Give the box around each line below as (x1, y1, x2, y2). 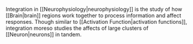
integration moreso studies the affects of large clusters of (5, 24, 149, 32)
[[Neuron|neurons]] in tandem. (5, 31, 82, 38)
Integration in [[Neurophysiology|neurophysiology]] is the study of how (5, 6, 182, 12)
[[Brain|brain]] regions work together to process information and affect (5, 12, 182, 19)
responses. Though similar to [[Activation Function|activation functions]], (5, 18, 188, 25)
